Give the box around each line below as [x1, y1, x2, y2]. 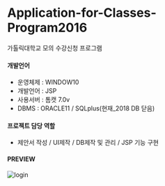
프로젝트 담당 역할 [7, 121, 56, 130]
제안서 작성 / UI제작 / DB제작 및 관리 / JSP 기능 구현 [17, 138, 159, 147]
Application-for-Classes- [7, 5, 157, 21]
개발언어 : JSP [17, 87, 57, 95]
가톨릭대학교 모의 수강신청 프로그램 [7, 43, 102, 52]
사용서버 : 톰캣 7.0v [17, 96, 70, 104]
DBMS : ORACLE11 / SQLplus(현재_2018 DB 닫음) [17, 104, 155, 113]
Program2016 [7, 20, 88, 36]
